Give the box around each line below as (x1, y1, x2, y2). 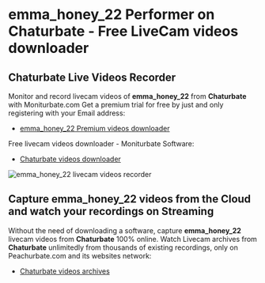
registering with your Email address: (8, 108, 126, 118)
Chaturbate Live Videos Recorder (8, 70, 176, 84)
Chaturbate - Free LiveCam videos (8, 22, 239, 40)
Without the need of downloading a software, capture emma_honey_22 (8, 225, 241, 235)
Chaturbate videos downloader (19, 154, 121, 164)
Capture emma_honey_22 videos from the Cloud (8, 192, 252, 206)
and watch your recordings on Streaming (8, 205, 214, 218)
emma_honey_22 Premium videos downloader (19, 124, 170, 133)
